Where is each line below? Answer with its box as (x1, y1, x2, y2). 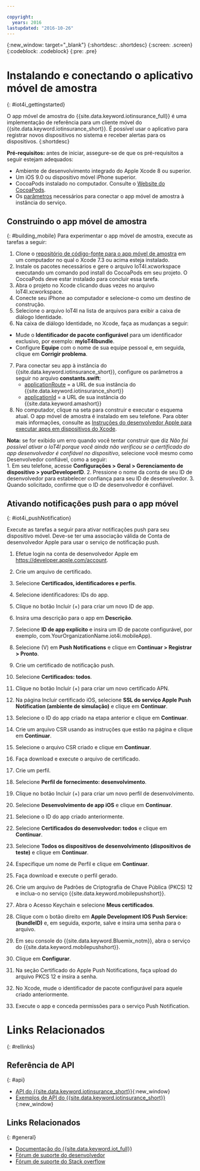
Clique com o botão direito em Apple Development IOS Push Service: (15, 913, 188, 920)
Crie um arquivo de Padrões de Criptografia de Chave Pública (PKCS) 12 (15, 883, 193, 891)
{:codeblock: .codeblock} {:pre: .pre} (7, 48, 97, 55)
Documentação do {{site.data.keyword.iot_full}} (15, 1145, 133, 1152)
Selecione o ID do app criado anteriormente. (15, 812, 124, 820)
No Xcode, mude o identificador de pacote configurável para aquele (15, 984, 183, 991)
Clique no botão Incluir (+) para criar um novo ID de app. (15, 603, 154, 610)
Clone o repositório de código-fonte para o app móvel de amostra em (15, 250, 186, 257)
